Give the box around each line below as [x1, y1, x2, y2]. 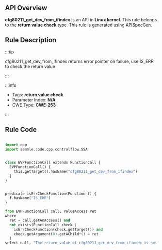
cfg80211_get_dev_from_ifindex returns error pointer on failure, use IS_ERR [5, 58, 154, 64]
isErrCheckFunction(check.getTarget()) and [14, 227, 103, 232]
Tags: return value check [12, 92, 64, 98]
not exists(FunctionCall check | [9, 222, 77, 227]
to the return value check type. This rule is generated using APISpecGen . [5, 22, 152, 28]
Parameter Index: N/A [12, 97, 56, 102]
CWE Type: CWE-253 [12, 102, 56, 108]
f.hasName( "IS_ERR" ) [9, 196, 51, 200]
